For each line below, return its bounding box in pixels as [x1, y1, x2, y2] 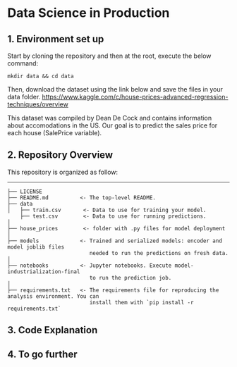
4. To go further [7, 348, 78, 360]
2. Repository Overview [7, 149, 114, 161]
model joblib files [7, 243, 65, 251]
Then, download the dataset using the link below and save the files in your [7, 85, 224, 93]
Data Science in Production [7, 5, 170, 21]
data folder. [7, 93, 41, 101]
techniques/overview [7, 100, 68, 108]
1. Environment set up [7, 33, 104, 45]
